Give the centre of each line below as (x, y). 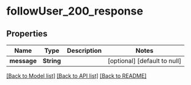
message (23, 61)
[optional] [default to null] (144, 61)
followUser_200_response (75, 11)
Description (84, 51)
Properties (27, 34)
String (52, 61)
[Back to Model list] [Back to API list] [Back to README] (77, 76)
